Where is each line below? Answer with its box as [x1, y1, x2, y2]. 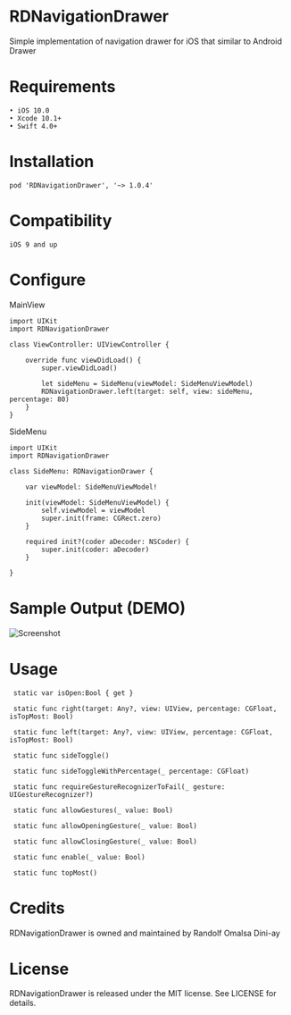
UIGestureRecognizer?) [9, 790, 94, 799]
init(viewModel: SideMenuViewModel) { [25, 498, 170, 507]
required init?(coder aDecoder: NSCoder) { [25, 537, 190, 546]
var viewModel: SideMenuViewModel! [25, 482, 158, 491]
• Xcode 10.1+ [9, 113, 62, 122]
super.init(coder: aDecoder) [41, 545, 150, 554]
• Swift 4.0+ [9, 122, 58, 130]
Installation [9, 152, 95, 172]
